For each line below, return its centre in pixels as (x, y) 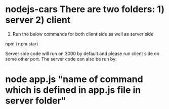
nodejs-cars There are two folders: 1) (85, 9)
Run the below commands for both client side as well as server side (83, 34)
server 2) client (38, 20)
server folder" (36, 101)
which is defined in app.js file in (73, 90)
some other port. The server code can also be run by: (61, 59)
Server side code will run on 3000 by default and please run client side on (82, 53)
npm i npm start (22, 43)
